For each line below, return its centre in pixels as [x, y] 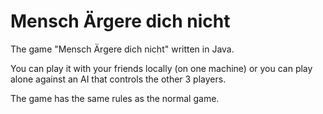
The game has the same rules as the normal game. [115, 98]
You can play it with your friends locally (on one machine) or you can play [161, 68]
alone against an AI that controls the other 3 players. [118, 79]
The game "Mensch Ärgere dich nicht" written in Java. [122, 49]
